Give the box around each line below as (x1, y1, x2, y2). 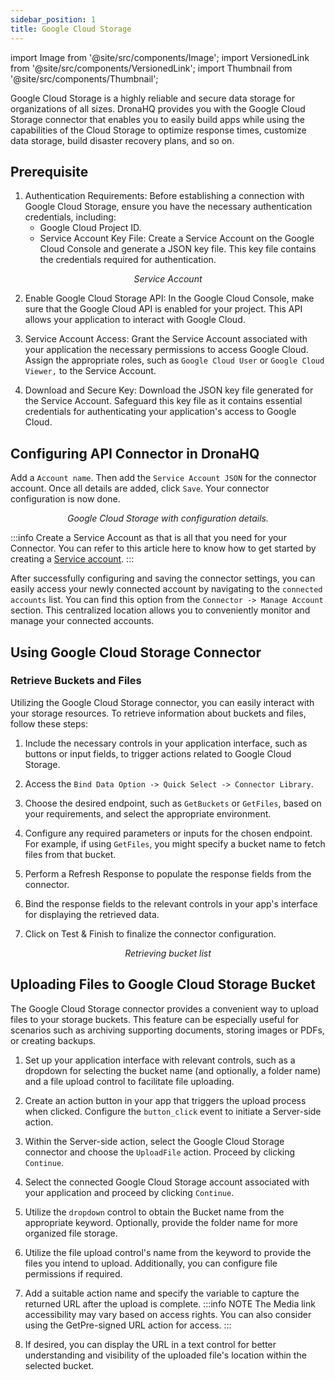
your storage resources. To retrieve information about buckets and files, (10, 707, 307, 719)
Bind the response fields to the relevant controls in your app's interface (24, 897, 318, 910)
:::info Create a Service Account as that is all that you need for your (10, 532, 287, 544)
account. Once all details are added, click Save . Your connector (10, 482, 270, 495)
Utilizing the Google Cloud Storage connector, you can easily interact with (10, 696, 315, 708)
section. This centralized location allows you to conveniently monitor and (10, 604, 311, 616)
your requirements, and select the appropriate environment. (24, 807, 272, 820)
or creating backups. (10, 1034, 97, 1046)
